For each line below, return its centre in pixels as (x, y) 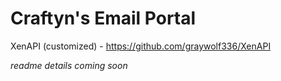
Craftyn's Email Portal (103, 18)
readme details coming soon (69, 65)
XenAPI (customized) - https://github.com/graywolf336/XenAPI (141, 46)
